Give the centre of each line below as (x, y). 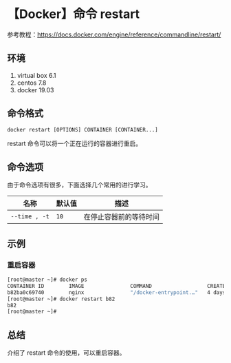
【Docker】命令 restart (74, 14)
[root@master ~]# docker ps (47, 280)
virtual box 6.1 (36, 75)
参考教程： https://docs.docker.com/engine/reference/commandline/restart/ (114, 34)
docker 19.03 (35, 90)
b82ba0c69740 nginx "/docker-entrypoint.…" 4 (109, 292)
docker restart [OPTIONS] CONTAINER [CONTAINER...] (82, 129)
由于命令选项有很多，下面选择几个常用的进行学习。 (79, 185)
